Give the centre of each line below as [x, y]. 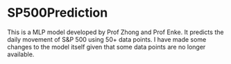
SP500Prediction [58, 13]
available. [21, 54]
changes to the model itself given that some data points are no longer [106, 47]
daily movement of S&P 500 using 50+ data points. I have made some [107, 39]
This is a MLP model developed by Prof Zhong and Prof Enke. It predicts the [115, 32]
